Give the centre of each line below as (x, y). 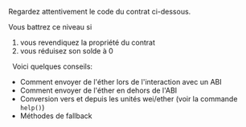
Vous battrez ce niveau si (50, 27)
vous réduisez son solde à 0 (67, 51)
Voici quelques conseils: (52, 66)
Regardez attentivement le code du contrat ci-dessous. (100, 12)
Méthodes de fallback (56, 116)
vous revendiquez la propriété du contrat (87, 42)
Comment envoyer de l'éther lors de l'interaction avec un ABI (121, 82)
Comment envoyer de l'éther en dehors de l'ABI (98, 90)
